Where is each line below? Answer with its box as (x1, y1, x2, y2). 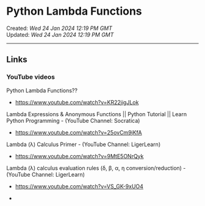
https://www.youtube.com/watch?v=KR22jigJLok (15, 98, 139, 106)
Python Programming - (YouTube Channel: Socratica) (6, 117, 140, 124)
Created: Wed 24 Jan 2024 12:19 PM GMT (6, 24, 113, 32)
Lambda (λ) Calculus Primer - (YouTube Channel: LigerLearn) (6, 141, 160, 148)
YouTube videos (6, 73, 55, 81)
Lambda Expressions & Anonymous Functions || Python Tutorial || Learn (6, 110, 187, 117)
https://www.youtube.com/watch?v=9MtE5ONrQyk (15, 152, 144, 160)
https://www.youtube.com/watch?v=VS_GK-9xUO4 (15, 182, 143, 190)
